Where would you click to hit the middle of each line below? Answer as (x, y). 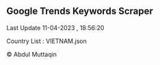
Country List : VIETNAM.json (46, 41)
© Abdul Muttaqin (32, 54)
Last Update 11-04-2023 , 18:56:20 (55, 27)
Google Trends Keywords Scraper (80, 11)
